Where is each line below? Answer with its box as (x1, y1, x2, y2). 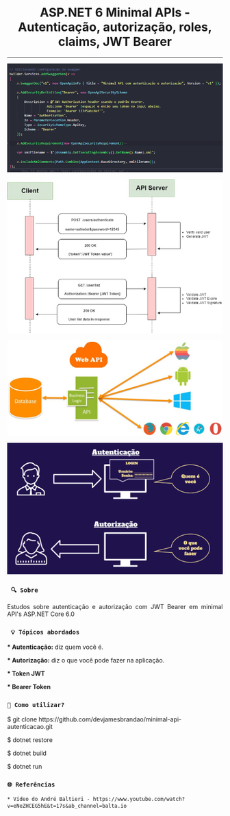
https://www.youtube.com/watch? (92, 796, 186, 803)
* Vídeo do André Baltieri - (7, 796, 90, 803)
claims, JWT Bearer (57, 34, 172, 49)
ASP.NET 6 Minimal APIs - (40, 5, 190, 21)
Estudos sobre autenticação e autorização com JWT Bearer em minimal (7, 603, 223, 611)
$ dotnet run (7, 763, 42, 771)
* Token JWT (7, 669, 46, 678)
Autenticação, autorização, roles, (18, 19, 212, 35)
